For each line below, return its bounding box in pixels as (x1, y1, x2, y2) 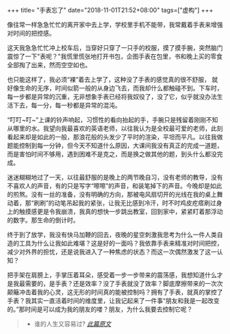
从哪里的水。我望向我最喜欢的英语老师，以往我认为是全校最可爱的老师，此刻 (7, 124, 223, 132)
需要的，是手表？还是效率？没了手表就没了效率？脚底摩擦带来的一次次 (25, 280, 223, 287)
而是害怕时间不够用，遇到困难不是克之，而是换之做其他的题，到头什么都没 (7, 150, 217, 158)
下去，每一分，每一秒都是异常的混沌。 (12, 102, 121, 109)
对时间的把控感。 (7, 29, 55, 37)
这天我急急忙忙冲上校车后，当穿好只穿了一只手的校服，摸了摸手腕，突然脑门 (7, 44, 223, 51)
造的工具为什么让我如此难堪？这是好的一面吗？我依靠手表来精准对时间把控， (7, 239, 223, 247)
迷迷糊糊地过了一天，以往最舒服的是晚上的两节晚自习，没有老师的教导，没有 (7, 174, 223, 181)
